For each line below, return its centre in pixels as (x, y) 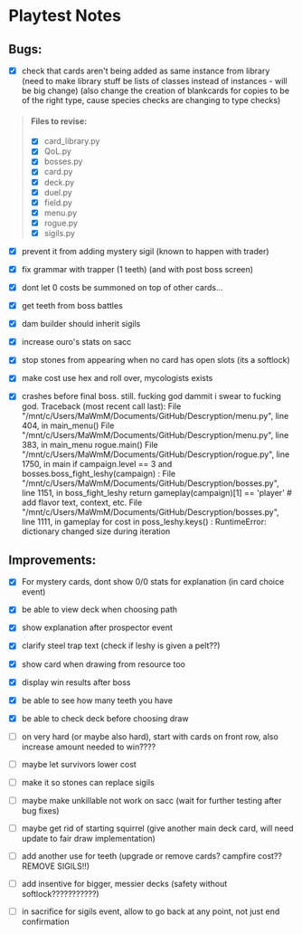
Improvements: (52, 560)
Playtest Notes (65, 16)
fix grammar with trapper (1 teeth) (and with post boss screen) (137, 269)
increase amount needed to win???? (89, 747)
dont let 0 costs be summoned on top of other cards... (122, 288)
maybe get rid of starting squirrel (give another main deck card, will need (157, 828)
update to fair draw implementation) (88, 839)
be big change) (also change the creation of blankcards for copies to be (156, 91)
